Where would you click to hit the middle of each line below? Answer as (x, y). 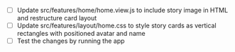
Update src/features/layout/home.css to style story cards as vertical (117, 26)
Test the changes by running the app (71, 41)
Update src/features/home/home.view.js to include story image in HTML (122, 10)
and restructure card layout (57, 18)
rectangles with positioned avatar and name (81, 34)
